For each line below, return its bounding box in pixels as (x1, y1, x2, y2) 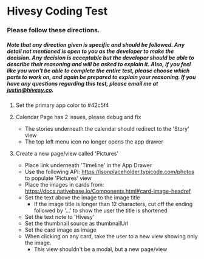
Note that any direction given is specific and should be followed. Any (7, 41, 185, 48)
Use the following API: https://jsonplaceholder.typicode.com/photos (24, 168, 195, 176)
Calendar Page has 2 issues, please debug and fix (15, 114, 141, 121)
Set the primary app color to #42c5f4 (15, 102, 109, 109)
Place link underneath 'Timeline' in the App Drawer (24, 162, 152, 169)
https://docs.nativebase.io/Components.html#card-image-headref (24, 187, 191, 195)
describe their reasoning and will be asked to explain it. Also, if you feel (7, 60, 191, 67)
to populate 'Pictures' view (24, 174, 92, 182)
